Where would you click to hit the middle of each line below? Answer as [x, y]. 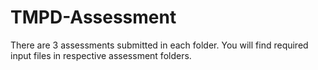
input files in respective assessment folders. [101, 55]
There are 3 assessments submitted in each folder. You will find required [159, 45]
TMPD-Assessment [93, 17]
